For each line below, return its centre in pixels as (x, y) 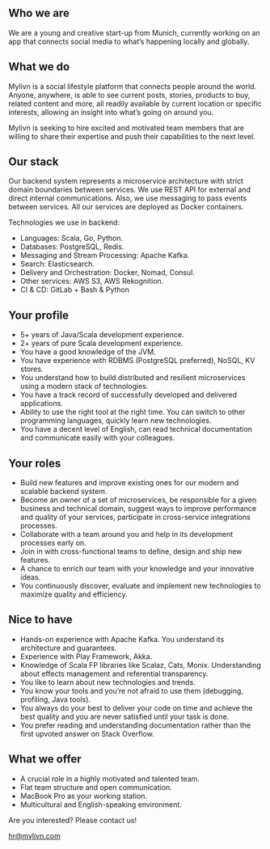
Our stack (34, 162)
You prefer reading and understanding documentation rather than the (135, 725)
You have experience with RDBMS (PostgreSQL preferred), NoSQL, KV (137, 361)
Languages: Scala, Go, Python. (72, 239)
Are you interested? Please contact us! (73, 820)
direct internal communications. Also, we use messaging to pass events (128, 198)
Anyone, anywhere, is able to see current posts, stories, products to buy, (129, 95)
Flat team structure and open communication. (96, 787)
